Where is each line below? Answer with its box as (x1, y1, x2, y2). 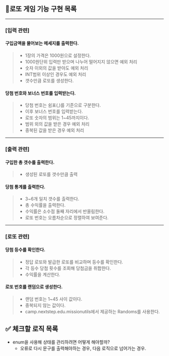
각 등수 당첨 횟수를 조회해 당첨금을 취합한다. (25, 265, 111, 271)
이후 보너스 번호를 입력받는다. (25, 109, 83, 115)
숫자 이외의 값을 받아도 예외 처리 (25, 65, 89, 71)
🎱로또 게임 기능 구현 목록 (5, 5, 77, 14)
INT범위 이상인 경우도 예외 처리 (25, 71, 87, 77)
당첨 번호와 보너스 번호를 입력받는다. (5, 90, 76, 96)
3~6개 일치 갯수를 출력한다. (25, 196, 79, 202)
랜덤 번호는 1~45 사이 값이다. (25, 296, 82, 302)
